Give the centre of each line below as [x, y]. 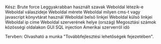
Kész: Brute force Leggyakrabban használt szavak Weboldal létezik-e [74, 7]
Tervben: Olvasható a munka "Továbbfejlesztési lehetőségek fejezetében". [80, 36]
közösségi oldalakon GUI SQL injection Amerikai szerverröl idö [67, 27]
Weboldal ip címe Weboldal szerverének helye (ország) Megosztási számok [81, 22]
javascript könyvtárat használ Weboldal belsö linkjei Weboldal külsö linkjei [79, 17]
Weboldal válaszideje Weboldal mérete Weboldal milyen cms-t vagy [73, 12]
